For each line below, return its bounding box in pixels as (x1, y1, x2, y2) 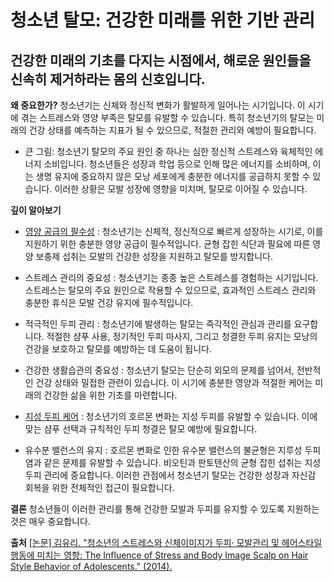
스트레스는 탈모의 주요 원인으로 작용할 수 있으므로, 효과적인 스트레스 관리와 (24, 284, 317, 296)
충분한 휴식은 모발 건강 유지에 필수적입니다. (24, 297, 194, 308)
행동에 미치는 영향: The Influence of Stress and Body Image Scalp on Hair (10, 549, 309, 561)
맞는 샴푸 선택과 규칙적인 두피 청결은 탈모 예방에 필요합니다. (24, 423, 258, 435)
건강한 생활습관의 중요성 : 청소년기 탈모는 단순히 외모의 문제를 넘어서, (24, 364, 295, 376)
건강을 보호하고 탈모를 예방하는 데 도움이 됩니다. (24, 343, 212, 355)
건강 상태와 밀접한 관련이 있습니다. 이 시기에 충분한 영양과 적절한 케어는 (35, 377, 313, 388)
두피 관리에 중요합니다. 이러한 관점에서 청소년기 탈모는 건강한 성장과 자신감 (24, 469, 317, 481)
